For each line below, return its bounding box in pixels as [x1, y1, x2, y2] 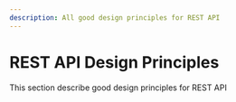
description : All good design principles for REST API [9, 13, 221, 23]
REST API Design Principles [9, 51, 220, 72]
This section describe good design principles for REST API [9, 82, 228, 93]
